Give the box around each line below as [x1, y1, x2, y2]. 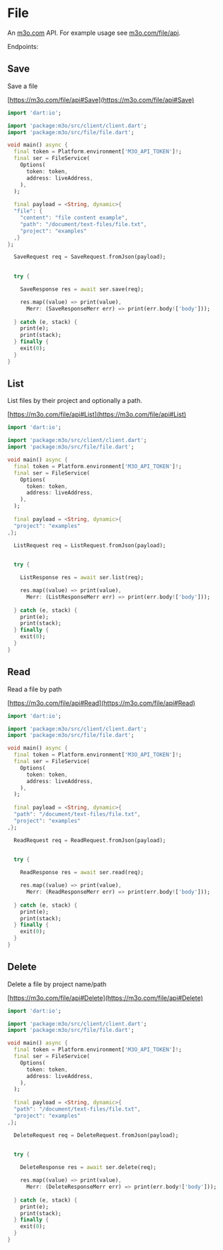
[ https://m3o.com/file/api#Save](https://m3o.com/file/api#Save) [7, 95, 195, 104]
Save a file [7, 82, 38, 90]
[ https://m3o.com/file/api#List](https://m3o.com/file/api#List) [7, 410, 186, 419]
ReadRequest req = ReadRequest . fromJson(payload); [13, 836, 166, 844]
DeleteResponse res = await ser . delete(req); [20, 1164, 157, 1171]
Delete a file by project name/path [7, 979, 107, 988]
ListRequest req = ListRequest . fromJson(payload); [13, 542, 166, 549]
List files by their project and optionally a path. [7, 397, 143, 405]
